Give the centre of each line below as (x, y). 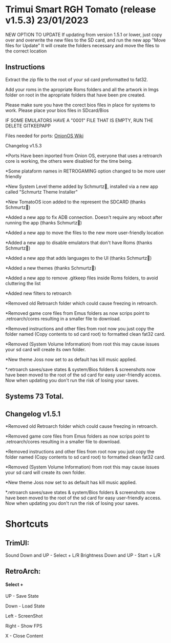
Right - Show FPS (24, 626)
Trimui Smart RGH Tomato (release (81, 10)
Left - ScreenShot (24, 616)
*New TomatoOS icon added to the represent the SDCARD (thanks (76, 202)
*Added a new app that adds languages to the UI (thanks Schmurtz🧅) (79, 258)
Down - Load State (25, 606)
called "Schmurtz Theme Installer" (42, 192)
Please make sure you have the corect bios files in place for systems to (80, 105)
